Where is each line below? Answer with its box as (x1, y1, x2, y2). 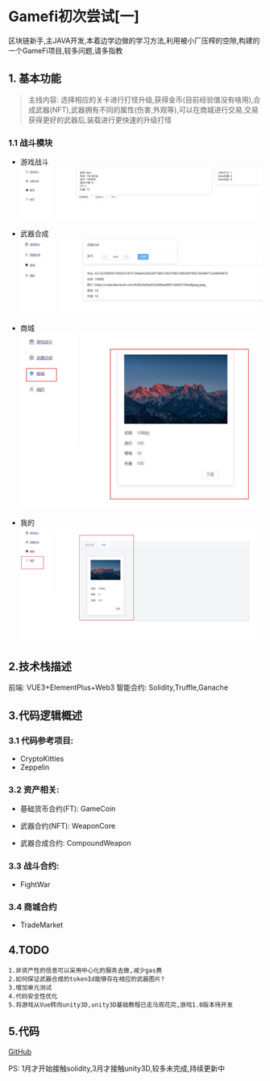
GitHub (8, 1046, 32, 1056)
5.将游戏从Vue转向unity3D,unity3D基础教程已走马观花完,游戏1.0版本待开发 (8, 1000, 234, 1009)
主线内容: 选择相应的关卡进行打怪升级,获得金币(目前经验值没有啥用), (27, 95, 254, 104)
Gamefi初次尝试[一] (8, 7, 139, 26)
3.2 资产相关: (8, 784, 60, 796)
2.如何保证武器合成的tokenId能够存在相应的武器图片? (8, 975, 165, 983)
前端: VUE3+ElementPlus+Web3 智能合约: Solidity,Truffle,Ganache (8, 682, 228, 692)
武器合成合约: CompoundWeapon (19, 838, 131, 848)
